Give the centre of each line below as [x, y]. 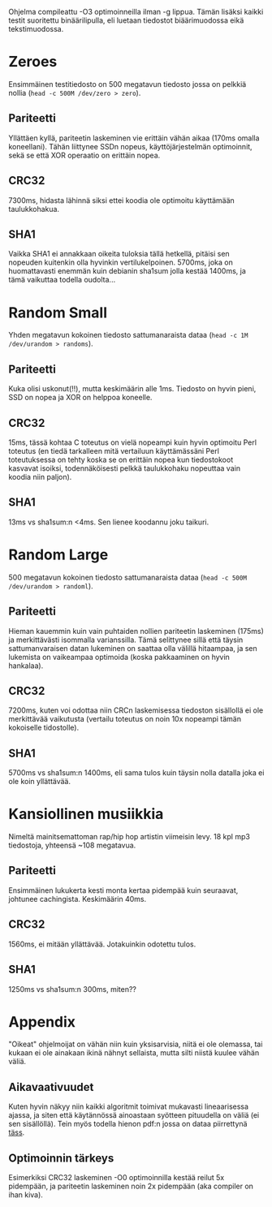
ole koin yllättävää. [40, 782]
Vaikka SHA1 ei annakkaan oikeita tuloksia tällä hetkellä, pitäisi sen [119, 254]
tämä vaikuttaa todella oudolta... [62, 280]
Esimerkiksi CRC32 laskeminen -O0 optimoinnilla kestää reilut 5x [117, 1178]
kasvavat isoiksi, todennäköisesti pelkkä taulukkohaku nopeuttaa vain [125, 468]
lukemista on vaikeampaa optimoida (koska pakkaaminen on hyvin [119, 657]
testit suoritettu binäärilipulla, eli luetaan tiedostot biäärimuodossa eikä [126, 20]
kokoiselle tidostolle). [44, 728]
